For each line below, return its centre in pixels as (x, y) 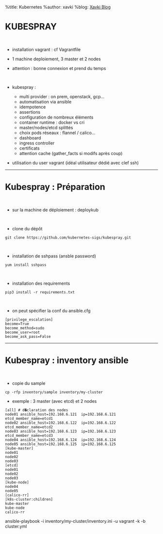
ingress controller (37, 143)
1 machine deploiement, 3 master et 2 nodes (56, 59)
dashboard (30, 138)
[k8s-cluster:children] (29, 499)
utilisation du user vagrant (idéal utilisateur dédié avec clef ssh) (75, 163)
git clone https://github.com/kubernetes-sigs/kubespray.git (68, 238)
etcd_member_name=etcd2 (29, 427)
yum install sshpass (26, 265)
